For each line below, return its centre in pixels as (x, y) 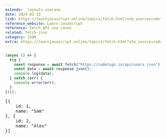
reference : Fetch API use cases (38, 28)
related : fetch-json (26, 33)
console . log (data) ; (34, 74)
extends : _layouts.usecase (33, 10)
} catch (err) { (26, 78)
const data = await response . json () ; (53, 69)
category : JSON (21, 37)
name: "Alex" (31, 126)
